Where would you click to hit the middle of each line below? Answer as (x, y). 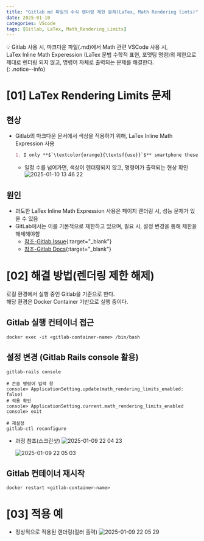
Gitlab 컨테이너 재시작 (46, 473)
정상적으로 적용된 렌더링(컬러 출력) (56, 532)
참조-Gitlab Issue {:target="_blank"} (68, 241)
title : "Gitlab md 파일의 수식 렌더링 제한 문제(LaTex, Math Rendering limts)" (102, 12)
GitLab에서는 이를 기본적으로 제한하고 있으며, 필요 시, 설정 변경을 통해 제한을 (106, 226)
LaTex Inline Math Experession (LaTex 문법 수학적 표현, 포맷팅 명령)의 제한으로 (101, 55)
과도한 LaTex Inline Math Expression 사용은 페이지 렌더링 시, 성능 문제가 (102, 210)
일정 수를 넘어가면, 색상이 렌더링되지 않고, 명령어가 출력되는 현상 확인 (106, 168)
